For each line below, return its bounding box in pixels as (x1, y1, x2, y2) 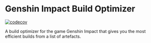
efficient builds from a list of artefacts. (5, 33, 81, 39)
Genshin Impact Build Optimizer (5, 3, 136, 14)
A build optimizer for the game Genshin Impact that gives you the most (5, 28, 146, 34)
